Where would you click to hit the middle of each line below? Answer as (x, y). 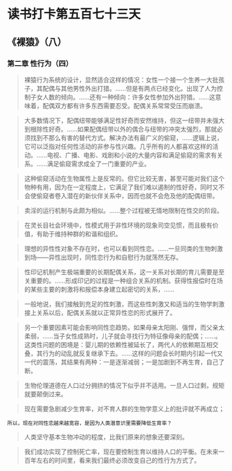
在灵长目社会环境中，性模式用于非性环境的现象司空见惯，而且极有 (118, 225)
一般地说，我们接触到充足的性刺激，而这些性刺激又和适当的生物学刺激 (124, 304)
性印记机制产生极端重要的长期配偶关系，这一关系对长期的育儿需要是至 (124, 272)
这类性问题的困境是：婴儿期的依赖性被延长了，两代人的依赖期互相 (118, 344)
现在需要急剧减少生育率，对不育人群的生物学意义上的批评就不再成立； (124, 409)
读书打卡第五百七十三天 (74, 14)
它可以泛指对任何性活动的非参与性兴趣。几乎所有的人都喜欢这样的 (118, 146)
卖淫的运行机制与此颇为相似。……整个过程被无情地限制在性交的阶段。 (123, 210)
